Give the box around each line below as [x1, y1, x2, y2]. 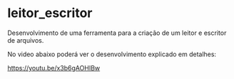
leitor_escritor [7, 5, 93, 21]
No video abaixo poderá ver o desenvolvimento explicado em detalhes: [7, 50, 216, 58]
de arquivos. [7, 36, 44, 44]
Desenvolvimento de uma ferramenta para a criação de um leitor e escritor [7, 28, 227, 37]
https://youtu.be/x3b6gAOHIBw [7, 63, 101, 72]
